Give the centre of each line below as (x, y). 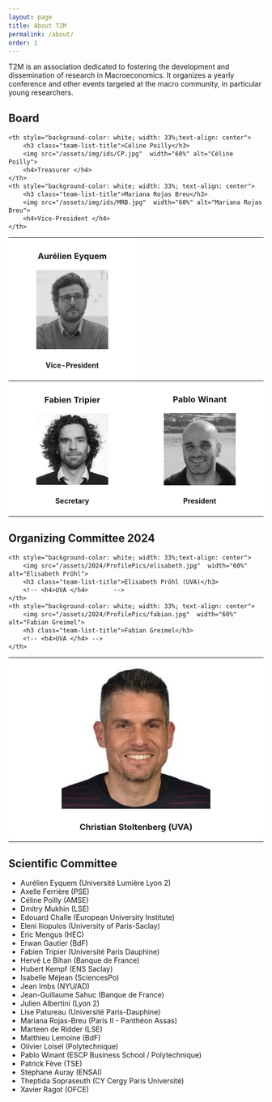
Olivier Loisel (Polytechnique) (69, 1047)
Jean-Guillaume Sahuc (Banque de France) (92, 995)
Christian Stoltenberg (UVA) (136, 827)
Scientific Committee (63, 864)
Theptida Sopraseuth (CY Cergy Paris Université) (102, 1081)
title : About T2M (38, 26)
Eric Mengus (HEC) (52, 934)
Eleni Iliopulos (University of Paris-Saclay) (90, 926)
